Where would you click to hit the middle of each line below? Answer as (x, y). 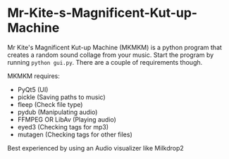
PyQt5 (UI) (33, 89)
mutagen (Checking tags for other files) (75, 134)
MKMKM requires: (33, 76)
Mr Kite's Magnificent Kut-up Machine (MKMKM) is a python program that (114, 47)
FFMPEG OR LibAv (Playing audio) (67, 119)
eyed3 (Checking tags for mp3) (63, 127)
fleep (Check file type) (50, 104)
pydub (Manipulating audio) (57, 112)
